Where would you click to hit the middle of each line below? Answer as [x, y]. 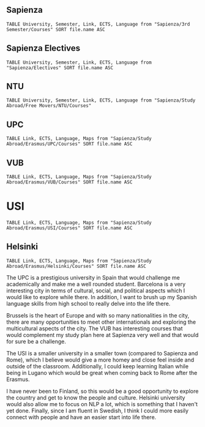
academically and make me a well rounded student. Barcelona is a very [96, 284]
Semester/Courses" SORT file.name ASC [56, 29]
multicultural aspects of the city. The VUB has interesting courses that [95, 328]
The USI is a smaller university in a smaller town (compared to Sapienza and [102, 353]
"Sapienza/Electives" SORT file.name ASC [60, 68]
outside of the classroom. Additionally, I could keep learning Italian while [97, 366]
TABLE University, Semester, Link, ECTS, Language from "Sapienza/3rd [98, 24]
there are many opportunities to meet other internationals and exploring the [101, 322]
